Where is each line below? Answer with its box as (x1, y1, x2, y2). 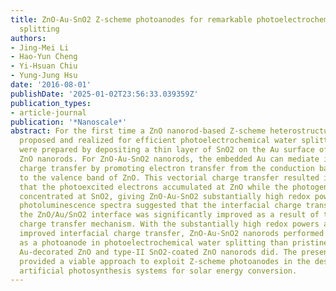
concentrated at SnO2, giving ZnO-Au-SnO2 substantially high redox (19, 191, 311, 201)
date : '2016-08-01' (10, 80, 92, 90)
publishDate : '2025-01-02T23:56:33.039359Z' (10, 89, 199, 99)
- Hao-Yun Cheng (10, 52, 78, 62)
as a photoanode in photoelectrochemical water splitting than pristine (19, 237, 329, 248)
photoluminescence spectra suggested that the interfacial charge (19, 201, 302, 211)
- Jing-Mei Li (10, 42, 70, 53)
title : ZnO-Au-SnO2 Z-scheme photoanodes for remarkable (10, 14, 253, 25)
